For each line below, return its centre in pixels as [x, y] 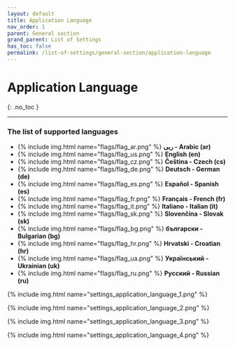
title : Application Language [50, 20]
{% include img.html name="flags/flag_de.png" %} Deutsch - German [119, 169]
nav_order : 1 [26, 27]
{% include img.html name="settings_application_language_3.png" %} [108, 321]
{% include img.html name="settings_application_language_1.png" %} [107, 294]
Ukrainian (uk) [38, 266]
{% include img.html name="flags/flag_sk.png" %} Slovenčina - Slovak [120, 214]
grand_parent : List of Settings [54, 40]
